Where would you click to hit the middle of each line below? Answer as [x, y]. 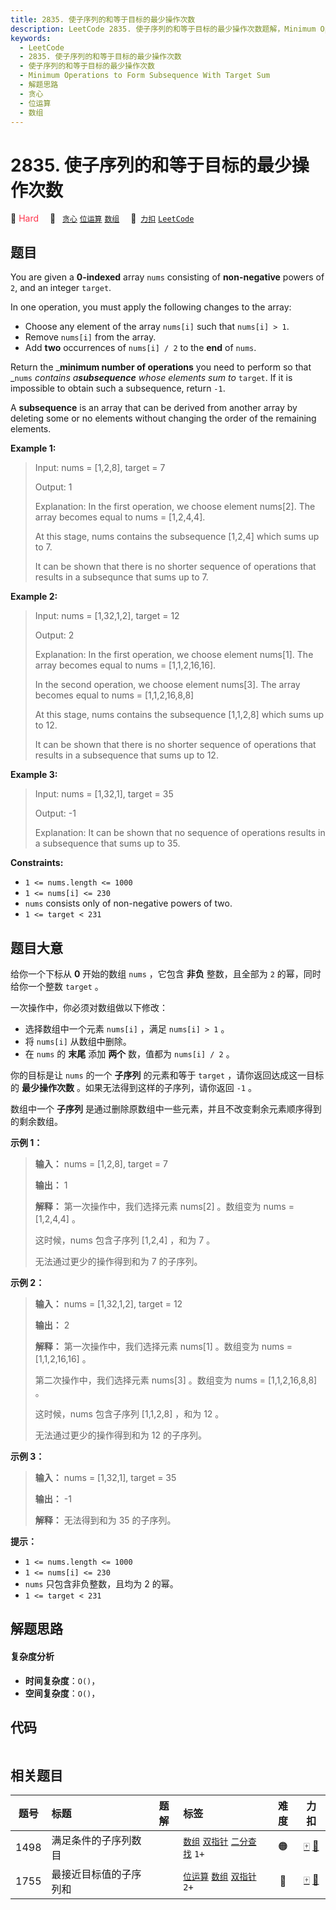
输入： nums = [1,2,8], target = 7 [101, 1163]
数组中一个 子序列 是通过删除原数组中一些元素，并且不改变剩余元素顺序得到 [166, 1108]
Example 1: [33, 448]
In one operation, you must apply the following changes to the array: [151, 307]
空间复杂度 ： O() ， [62, 1693]
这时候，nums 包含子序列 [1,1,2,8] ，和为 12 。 [129, 1413]
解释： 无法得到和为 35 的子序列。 [105, 1520]
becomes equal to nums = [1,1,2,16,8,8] [114, 695]
